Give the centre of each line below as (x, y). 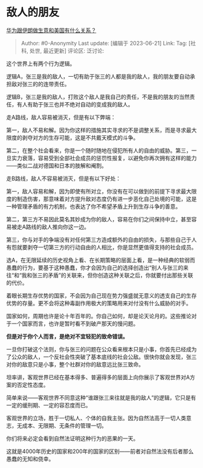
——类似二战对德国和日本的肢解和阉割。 (56, 165)
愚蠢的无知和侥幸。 (30, 459)
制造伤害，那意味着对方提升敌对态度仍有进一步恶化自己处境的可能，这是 (107, 199)
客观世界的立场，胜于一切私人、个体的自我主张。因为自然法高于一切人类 (96, 418)
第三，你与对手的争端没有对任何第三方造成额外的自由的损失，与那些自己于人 (101, 239)
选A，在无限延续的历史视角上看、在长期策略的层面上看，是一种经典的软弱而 (101, 260)
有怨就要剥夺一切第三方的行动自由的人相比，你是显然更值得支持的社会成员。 (101, 247)
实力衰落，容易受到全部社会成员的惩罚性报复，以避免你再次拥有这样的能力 (104, 158)
